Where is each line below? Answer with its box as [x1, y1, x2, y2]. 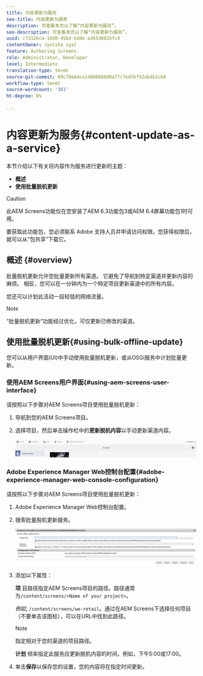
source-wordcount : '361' [6, 87, 69, 93]
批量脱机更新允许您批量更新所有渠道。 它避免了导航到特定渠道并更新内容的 [6, 272, 193, 279]
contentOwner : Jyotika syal [6, 42, 77, 48]
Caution [6, 195, 26, 202]
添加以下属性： [14, 571, 53, 579]
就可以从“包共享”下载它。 [6, 235, 69, 243]
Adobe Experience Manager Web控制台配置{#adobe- [6, 468, 165, 476]
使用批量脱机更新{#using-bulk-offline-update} [6, 337, 184, 347]
